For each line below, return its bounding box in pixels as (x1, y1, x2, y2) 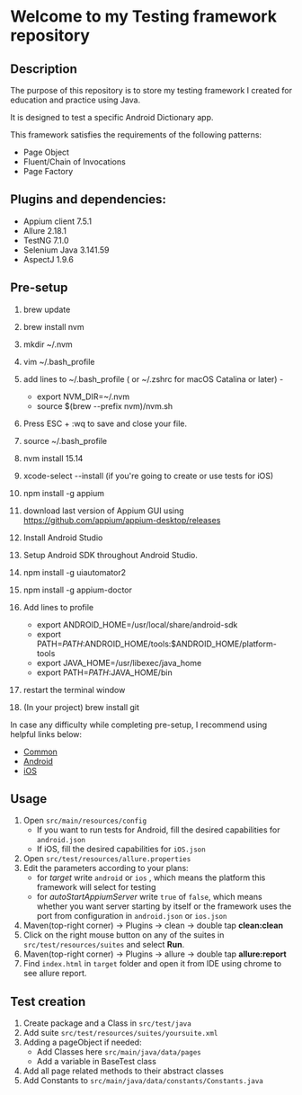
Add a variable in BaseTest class (36, 1056, 156, 1067)
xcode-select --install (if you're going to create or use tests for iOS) (22, 470, 274, 481)
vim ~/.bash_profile (22, 356, 95, 367)
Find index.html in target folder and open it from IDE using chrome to (22, 958, 282, 969)
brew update (22, 304, 71, 315)
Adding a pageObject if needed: (22, 1037, 142, 1048)
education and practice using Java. (10, 94, 141, 105)
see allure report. (22, 968, 87, 979)
